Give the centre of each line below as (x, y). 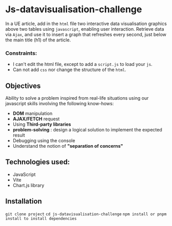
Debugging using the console (44, 141)
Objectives (23, 86)
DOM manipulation (33, 114)
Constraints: (21, 53)
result (19, 135)
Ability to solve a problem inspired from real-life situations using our (77, 98)
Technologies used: (38, 162)
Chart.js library (28, 185)
